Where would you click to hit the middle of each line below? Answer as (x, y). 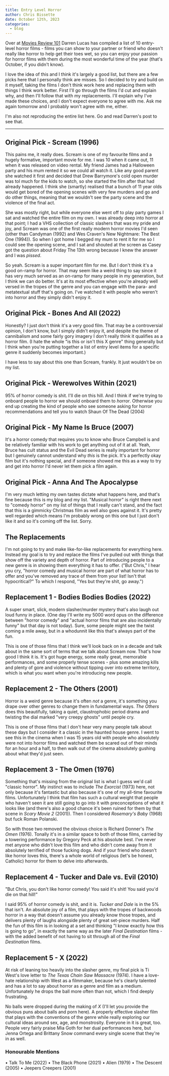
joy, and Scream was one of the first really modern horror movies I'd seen (81, 228)
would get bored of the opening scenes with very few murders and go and (82, 192)
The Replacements (35, 537)
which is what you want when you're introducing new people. (69, 673)
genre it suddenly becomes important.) (46, 352)
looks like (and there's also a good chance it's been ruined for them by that (83, 808)
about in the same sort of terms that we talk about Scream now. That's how (83, 651)
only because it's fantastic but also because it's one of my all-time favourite (84, 792)
